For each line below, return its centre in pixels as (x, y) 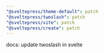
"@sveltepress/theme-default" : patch (52, 11)
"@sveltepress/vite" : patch (41, 22)
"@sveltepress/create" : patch (43, 28)
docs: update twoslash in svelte (44, 45)
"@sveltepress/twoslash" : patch (46, 17)
